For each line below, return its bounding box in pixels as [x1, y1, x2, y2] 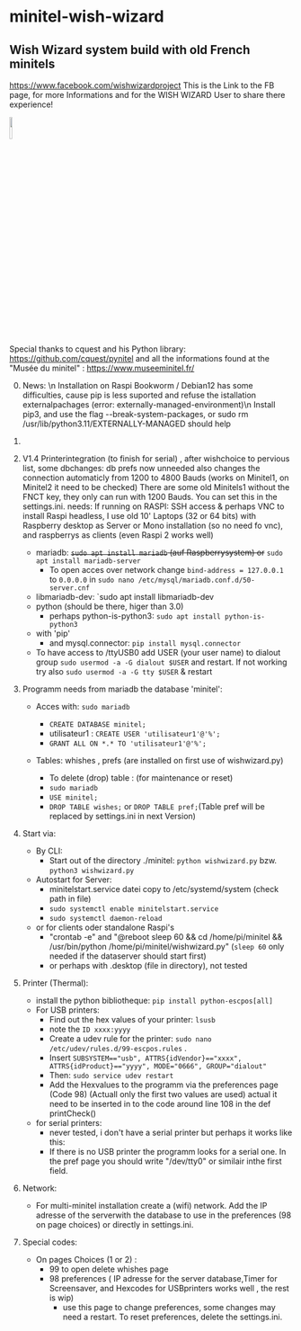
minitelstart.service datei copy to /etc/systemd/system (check [49, 884, 279, 894]
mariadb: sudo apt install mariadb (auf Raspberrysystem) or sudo [35, 547, 283, 558]
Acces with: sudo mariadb [35, 701, 130, 711]
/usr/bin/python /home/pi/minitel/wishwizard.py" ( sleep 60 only [49, 942, 285, 951]
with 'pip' [35, 628, 70, 639]
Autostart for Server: [35, 874, 112, 885]
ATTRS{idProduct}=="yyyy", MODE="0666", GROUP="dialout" [49, 1062, 267, 1071]
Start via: [22, 828, 57, 838]
